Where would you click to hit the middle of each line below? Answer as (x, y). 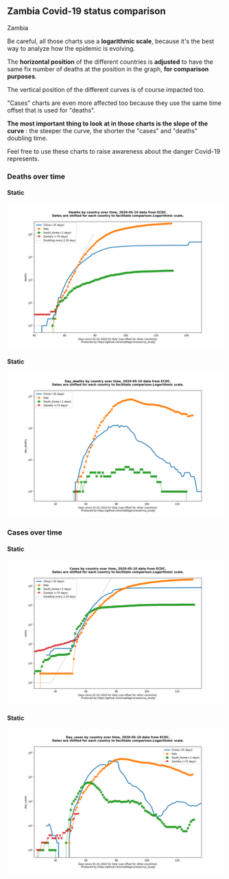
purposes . (22, 76)
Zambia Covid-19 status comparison (86, 11)
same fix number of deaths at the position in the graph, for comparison (108, 69)
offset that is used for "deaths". (51, 110)
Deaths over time (36, 176)
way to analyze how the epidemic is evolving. (71, 48)
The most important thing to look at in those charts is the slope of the (108, 124)
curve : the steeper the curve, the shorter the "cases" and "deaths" (103, 130)
